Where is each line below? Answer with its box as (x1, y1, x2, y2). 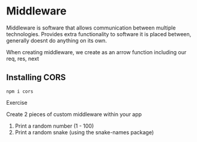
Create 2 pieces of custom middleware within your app (6, 110, 142, 118)
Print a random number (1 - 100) (14, 122, 94, 129)
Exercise (6, 99, 28, 106)
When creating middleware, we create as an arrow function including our (6, 48, 187, 55)
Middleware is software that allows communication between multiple (6, 24, 176, 31)
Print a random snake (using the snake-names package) (14, 128, 154, 136)
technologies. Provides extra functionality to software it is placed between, (6, 30, 192, 37)
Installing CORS (6, 72, 66, 82)
